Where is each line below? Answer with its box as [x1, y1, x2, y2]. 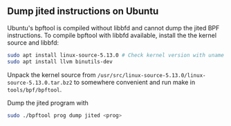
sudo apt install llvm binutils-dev [7, 58, 113, 65]
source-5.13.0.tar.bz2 [7, 79, 73, 86]
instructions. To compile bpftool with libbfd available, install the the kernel [7, 31, 216, 39]
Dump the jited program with [7, 98, 89, 107]
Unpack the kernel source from [7, 70, 96, 78]
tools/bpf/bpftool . [7, 85, 62, 94]
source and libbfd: [7, 38, 59, 47]
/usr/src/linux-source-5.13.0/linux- [97, 72, 206, 78]
